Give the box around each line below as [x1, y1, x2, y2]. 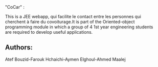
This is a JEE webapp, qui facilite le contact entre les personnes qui [5, 14, 141, 19]
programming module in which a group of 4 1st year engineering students [5, 24, 153, 30]
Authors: [5, 44, 33, 52]
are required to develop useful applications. [5, 29, 93, 35]
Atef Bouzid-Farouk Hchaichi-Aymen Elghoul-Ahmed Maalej [5, 56, 126, 62]
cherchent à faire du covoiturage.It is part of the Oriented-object [5, 19, 135, 24]
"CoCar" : [5, 4, 24, 10]
